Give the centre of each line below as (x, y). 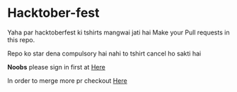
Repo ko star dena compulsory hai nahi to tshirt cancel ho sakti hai (104, 53)
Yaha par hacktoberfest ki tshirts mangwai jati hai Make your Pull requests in (118, 32)
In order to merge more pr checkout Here (67, 80)
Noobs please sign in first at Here (57, 67)
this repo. (21, 39)
